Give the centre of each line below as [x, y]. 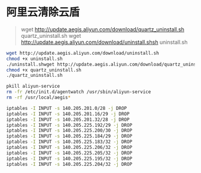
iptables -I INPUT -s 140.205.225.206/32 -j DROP [69, 148]
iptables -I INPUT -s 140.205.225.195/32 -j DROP [69, 159]
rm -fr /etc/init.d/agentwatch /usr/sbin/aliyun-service [79, 92]
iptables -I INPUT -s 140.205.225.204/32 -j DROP [69, 164]
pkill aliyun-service [33, 86]
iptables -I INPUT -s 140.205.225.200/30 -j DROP [69, 131]
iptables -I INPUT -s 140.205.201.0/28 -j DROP [67, 108]
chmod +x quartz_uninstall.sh [44, 70]
